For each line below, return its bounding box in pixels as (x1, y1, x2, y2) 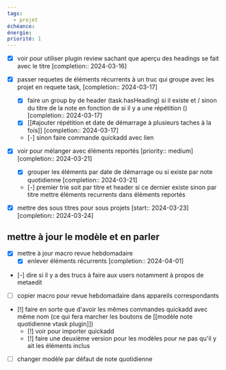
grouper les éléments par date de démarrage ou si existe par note (27, 168, 213, 176)
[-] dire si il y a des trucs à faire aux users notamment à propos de (16, 271, 204, 279)
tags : (7, 10, 23, 17)
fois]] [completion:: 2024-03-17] (27, 126, 118, 134)
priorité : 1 (7, 36, 41, 42)
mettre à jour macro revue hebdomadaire (16, 249, 134, 258)
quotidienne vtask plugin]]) (16, 319, 94, 328)
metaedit (16, 278, 42, 286)
